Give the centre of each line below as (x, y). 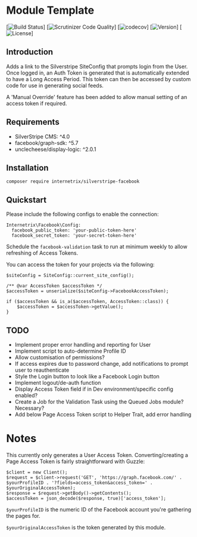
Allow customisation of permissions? (60, 357)
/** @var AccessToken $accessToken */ (54, 286)
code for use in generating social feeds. (55, 85)
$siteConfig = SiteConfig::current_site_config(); (70, 276)
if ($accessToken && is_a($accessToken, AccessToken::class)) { (87, 302)
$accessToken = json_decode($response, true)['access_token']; (86, 498)
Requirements (33, 122)
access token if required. (37, 103)
